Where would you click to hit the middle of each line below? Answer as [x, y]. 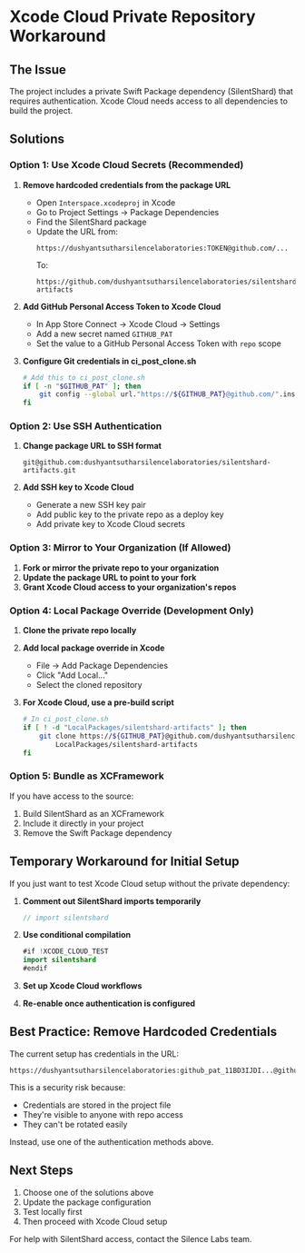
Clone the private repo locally [79, 631]
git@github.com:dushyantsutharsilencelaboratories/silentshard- [147, 462]
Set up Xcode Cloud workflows [82, 986]
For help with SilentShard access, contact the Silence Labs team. [131, 1238]
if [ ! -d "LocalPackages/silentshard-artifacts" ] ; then [134, 727]
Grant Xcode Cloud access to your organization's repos [129, 587]
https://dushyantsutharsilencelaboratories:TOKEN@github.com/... [162, 248]
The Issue [38, 70]
